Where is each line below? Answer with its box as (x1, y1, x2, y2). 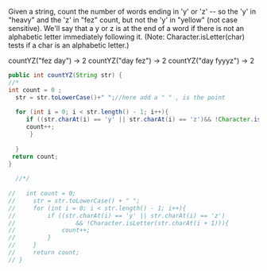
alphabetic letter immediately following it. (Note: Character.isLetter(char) (8, 32, 245, 41)
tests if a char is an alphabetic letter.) (8, 41, 130, 50)
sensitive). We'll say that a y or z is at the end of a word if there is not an (8, 24, 245, 33)
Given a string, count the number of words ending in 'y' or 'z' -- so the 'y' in (8, 7, 257, 16)
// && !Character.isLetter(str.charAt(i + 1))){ (8, 219, 229, 227)
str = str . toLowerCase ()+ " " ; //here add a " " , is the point (15, 93, 226, 102)
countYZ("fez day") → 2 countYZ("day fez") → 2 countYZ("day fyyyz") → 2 (8, 56, 254, 65)
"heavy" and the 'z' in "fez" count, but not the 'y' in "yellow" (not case (8, 15, 238, 25)
